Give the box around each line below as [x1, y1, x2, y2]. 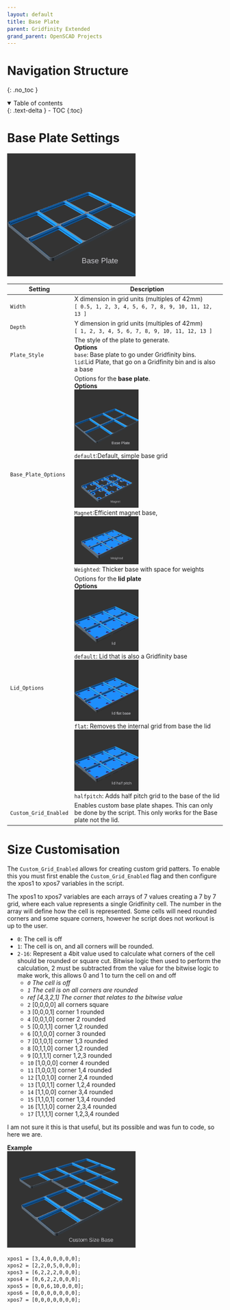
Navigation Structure [7, 63, 129, 79]
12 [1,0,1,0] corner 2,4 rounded [27, 1073, 114, 1081]
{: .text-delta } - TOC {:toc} [7, 106, 84, 114]
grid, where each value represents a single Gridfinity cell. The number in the [7, 899, 222, 908]
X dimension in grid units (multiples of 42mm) [74, 295, 203, 303]
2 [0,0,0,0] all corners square [27, 1000, 109, 1008]
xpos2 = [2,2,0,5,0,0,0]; [7, 1262, 81, 1269]
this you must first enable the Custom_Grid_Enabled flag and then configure [7, 871, 217, 880]
